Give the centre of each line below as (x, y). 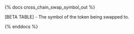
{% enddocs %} (21, 26)
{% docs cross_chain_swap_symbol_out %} (50, 7)
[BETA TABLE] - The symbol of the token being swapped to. (67, 17)
